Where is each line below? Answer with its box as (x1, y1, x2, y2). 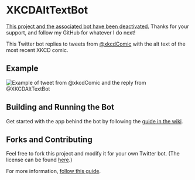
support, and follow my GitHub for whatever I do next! (6, 29, 136, 36)
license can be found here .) (6, 156, 73, 164)
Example (6, 64, 39, 74)
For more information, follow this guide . (6, 168, 101, 175)
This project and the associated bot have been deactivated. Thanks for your (6, 23, 189, 30)
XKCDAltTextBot (6, 4, 88, 17)
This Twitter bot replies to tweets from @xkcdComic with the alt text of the (6, 40, 186, 47)
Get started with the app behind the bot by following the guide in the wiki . (6, 117, 183, 124)
